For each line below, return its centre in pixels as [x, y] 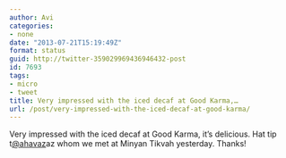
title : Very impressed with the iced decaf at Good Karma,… [124, 100]
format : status [38, 51]
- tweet [24, 92]
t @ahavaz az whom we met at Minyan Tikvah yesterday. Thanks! [128, 144]
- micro [24, 84]
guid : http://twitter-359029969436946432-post [98, 59]
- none [22, 34]
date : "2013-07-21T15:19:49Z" [66, 42]
